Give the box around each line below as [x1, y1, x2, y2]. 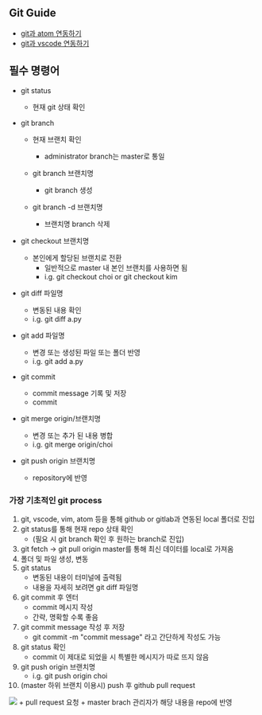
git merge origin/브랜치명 [20, 413, 102, 423]
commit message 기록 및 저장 [32, 388, 127, 397]
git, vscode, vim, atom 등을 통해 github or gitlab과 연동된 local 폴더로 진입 [20, 514, 255, 524]
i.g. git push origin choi [32, 670, 108, 680]
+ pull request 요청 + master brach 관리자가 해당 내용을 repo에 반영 [18, 697, 233, 707]
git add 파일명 [20, 330, 65, 340]
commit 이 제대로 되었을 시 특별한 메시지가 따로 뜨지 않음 [32, 652, 210, 662]
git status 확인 [20, 642, 67, 651]
